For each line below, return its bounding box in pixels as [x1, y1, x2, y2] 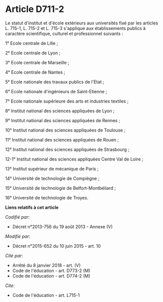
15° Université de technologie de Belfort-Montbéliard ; [5, 185, 116, 191]
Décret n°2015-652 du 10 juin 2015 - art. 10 [12, 243, 101, 249]
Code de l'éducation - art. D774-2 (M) [12, 273, 91, 279]
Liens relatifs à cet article [5, 204, 59, 210]
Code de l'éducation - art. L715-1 [12, 292, 80, 298]
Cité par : [5, 253, 23, 259]
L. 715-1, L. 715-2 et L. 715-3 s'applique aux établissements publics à [5, 25, 146, 31]
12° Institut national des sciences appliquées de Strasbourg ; [5, 146, 130, 152]
